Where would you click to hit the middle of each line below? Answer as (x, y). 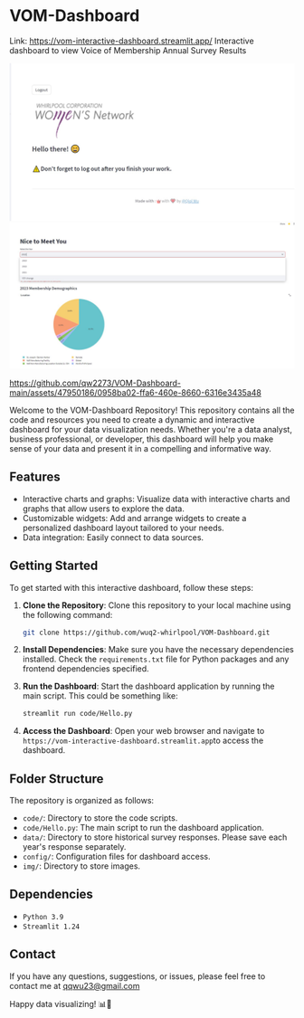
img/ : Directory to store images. (81, 866)
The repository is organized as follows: (82, 801)
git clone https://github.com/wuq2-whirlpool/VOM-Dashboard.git (146, 633)
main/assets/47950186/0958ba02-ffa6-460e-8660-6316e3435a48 (136, 392)
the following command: (67, 614)
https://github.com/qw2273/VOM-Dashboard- (95, 383)
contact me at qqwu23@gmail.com (75, 985)
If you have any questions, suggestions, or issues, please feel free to (138, 976)
